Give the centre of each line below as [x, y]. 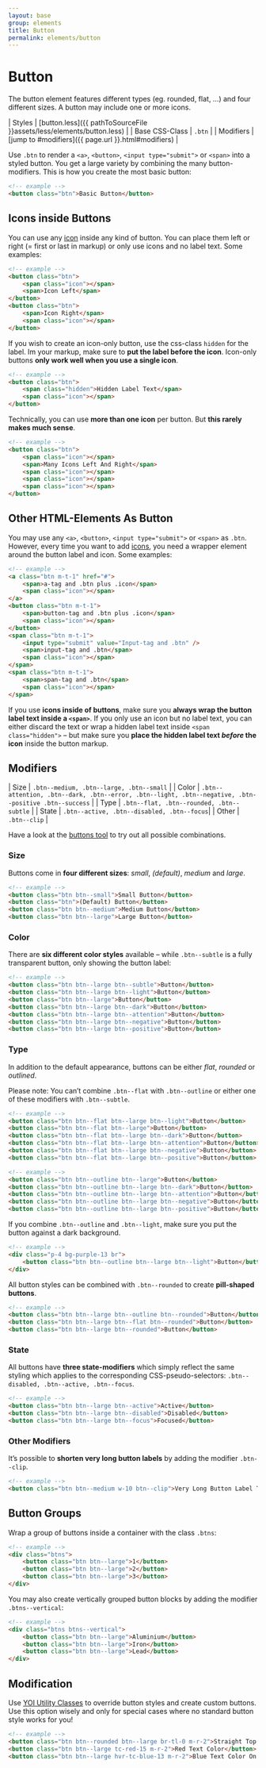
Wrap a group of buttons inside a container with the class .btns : [112, 1532]
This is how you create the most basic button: [117, 172]
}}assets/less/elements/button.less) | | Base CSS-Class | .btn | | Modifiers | [131, 131]
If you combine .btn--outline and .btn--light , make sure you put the [123, 1224]
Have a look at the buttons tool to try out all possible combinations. [117, 835]
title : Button [32, 30]
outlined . [23, 1075]
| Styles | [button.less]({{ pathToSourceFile [78, 123]
